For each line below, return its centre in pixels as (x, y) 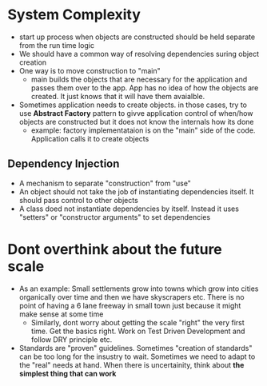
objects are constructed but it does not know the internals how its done (136, 121)
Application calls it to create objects (90, 138)
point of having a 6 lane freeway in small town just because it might (130, 305)
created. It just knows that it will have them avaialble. (118, 96)
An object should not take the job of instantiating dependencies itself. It (136, 191)
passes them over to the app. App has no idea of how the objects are (145, 88)
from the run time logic (57, 45)
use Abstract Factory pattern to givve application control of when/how (136, 113)
